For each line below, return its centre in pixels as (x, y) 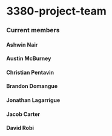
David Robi (20, 128)
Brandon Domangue (32, 86)
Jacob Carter (23, 114)
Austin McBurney (29, 58)
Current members (33, 30)
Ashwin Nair (22, 44)
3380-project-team (57, 11)
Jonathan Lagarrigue (33, 100)
